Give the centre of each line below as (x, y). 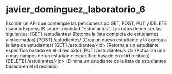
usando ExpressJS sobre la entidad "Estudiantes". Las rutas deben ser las (84, 28)
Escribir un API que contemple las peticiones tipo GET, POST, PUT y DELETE (87, 23)
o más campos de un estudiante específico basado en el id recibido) (78, 55)
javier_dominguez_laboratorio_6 (76, 9)
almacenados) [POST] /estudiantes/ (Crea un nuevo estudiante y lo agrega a (87, 40)
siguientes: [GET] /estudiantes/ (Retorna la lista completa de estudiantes (82, 34)
